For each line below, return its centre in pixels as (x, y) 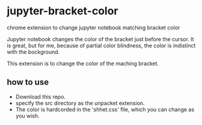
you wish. (27, 115)
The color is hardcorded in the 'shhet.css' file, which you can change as (105, 109)
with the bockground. (33, 51)
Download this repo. (40, 96)
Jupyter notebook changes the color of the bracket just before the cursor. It (100, 39)
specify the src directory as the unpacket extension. (80, 103)
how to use (28, 82)
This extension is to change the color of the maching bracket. (83, 63)
